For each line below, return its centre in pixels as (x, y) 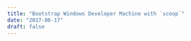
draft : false (26, 26)
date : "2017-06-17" (35, 20)
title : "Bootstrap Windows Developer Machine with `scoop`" (96, 14)
